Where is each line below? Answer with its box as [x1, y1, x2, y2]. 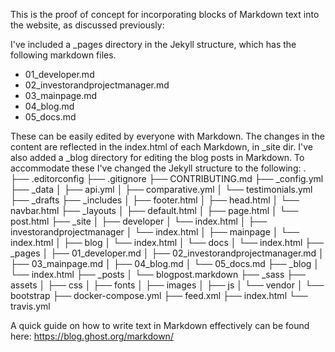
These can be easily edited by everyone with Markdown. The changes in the [10, 130, 325, 142]
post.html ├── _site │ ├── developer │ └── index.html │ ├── [10, 215, 268, 227]
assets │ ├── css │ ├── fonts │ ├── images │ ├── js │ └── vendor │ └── [10, 279, 325, 291]
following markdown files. [10, 49, 117, 61]
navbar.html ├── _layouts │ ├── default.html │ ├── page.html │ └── [10, 205, 299, 216]
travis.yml [10, 300, 51, 312]
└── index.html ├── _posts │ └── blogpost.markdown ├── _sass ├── [10, 269, 307, 280]
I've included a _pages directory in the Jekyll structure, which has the [10, 39, 297, 50]
